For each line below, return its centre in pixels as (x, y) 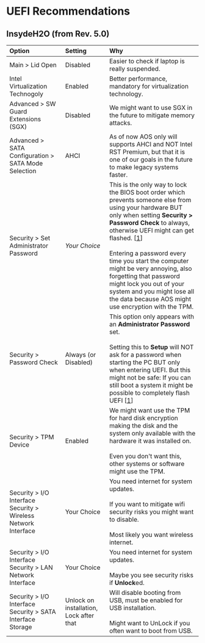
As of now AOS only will (143, 137)
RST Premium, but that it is (147, 152)
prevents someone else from (150, 200)
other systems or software (147, 464)
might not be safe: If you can (150, 378)
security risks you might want (151, 512)
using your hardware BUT (146, 207)
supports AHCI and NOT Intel (151, 144)
